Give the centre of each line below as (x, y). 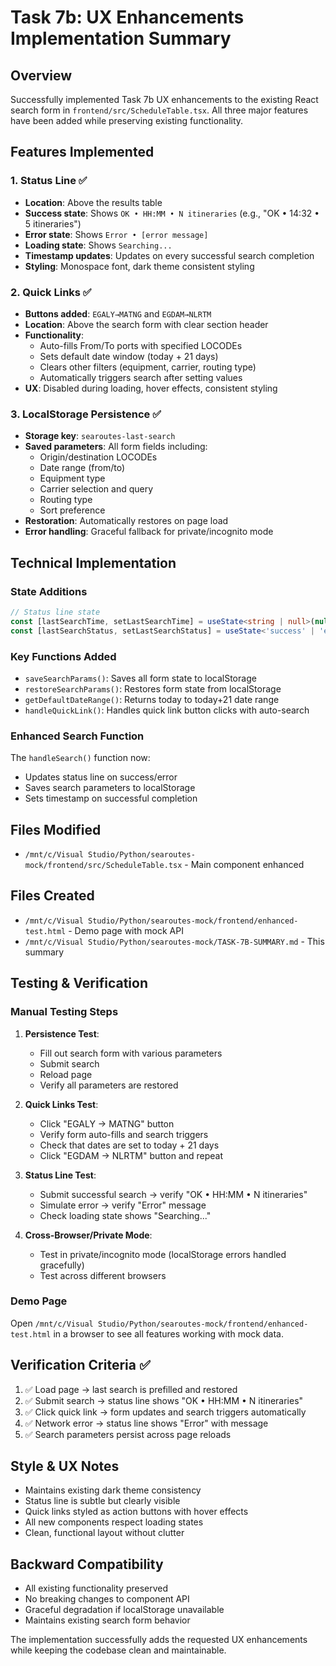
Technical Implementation (93, 562)
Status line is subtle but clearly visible (102, 1501)
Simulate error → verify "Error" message (123, 1205)
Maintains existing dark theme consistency (113, 1490)
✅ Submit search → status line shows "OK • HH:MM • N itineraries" (164, 1400)
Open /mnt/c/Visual (52, 1323)
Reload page (66, 1074)
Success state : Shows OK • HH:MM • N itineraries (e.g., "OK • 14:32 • (172, 213)
